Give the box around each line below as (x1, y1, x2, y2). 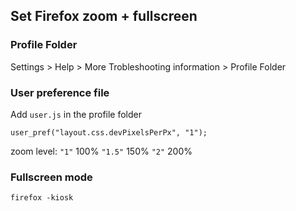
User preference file (10, 85, 110, 99)
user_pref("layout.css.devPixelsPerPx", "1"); (10, 127, 208, 138)
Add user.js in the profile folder (10, 108, 142, 120)
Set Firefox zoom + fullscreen (10, 8, 198, 25)
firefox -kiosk (10, 193, 74, 203)
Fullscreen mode (10, 170, 93, 184)
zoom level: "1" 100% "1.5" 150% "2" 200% (10, 145, 193, 157)
